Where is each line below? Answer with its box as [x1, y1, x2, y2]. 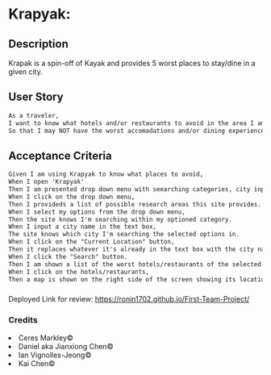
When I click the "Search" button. [8, 252, 128, 260]
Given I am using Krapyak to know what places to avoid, [8, 170, 204, 178]
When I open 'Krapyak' [8, 178, 85, 186]
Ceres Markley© [19, 332, 74, 343]
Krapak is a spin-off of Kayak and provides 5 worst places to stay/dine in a [8, 58, 256, 68]
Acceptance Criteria [8, 148, 112, 162]
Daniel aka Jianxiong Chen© [19, 341, 114, 351]
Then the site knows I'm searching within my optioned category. [8, 215, 232, 223]
